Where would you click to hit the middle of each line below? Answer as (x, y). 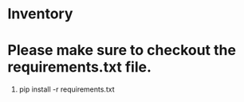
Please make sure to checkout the (122, 51)
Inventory (40, 14)
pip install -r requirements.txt (67, 89)
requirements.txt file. (80, 67)
